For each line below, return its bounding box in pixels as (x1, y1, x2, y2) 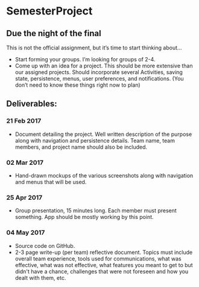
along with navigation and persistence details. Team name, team (14, 137, 175, 144)
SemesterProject (6, 4, 93, 18)
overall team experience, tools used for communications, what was (14, 255, 182, 262)
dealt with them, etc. (14, 274, 66, 281)
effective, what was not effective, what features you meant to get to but (14, 261, 193, 268)
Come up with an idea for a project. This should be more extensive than (14, 62, 193, 69)
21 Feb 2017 (6, 117, 42, 125)
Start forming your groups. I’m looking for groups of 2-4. (14, 56, 156, 63)
